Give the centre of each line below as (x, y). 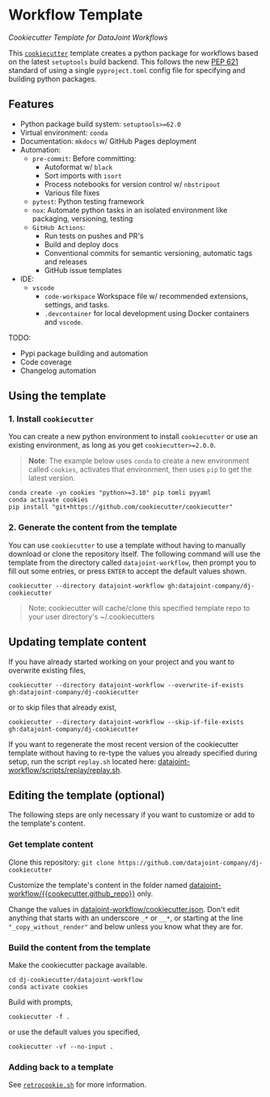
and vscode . (63, 322)
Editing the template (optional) (87, 795)
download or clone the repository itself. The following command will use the (135, 553)
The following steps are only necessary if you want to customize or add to (132, 815)
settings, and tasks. (77, 305)
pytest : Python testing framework (89, 201)
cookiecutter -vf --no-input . (61, 1047)
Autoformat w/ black (78, 167)
